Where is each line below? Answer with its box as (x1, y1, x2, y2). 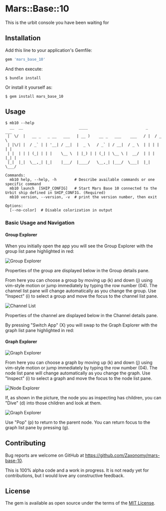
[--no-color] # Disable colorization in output (9, 208, 113, 213)
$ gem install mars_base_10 (5, 94, 64, 99)
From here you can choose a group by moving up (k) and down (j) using (5, 277, 153, 283)
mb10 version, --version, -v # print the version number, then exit (9, 195, 157, 200)
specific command (5, 181, 41, 187)
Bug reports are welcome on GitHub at (5, 452, 84, 458)
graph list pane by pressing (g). (5, 424, 70, 430)
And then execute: (5, 66, 43, 72)
